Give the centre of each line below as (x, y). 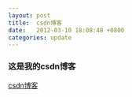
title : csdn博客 (35, 23)
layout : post (29, 15)
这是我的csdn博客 (42, 66)
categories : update (40, 37)
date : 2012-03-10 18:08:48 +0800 (66, 30)
